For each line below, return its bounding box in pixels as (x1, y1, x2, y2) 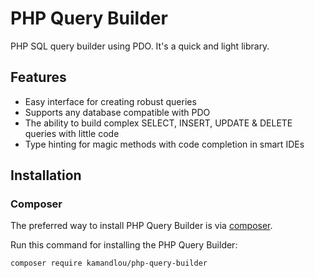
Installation (10, 167, 82, 184)
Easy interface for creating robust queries (24, 95, 197, 107)
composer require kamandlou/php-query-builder (10, 258, 208, 269)
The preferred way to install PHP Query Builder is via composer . (10, 220, 273, 232)
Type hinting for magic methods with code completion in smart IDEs (24, 138, 305, 150)
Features (10, 69, 67, 86)
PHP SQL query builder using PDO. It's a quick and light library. (10, 40, 270, 52)
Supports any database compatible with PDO (24, 106, 211, 118)
